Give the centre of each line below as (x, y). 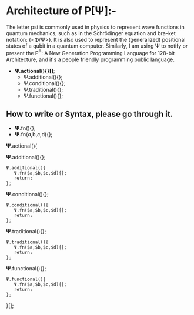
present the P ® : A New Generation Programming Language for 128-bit (91, 52)
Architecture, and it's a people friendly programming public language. (90, 59)
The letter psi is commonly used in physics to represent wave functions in (96, 27)
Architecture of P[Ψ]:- (61, 11)
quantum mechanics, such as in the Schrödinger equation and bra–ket (91, 33)
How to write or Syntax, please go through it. (90, 114)
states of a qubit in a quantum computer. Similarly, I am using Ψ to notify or (97, 46)
